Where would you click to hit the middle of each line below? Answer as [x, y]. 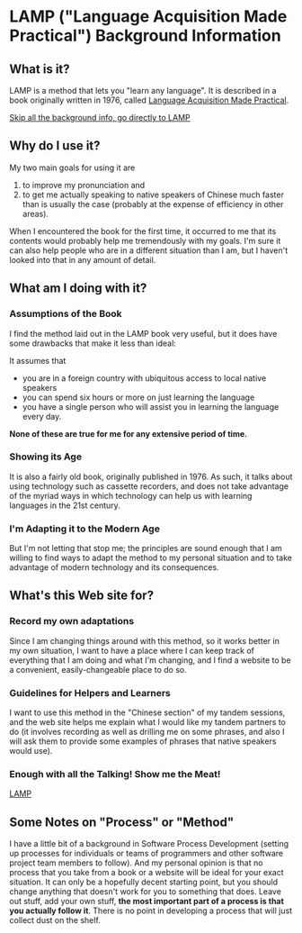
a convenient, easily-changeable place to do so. [98, 669]
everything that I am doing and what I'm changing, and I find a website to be [150, 660]
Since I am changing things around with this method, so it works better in [145, 640]
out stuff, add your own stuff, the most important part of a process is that [147, 901]
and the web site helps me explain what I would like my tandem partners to [147, 722]
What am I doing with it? [78, 289]
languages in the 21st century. [65, 505]
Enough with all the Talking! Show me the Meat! [115, 774]
